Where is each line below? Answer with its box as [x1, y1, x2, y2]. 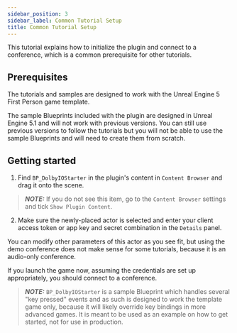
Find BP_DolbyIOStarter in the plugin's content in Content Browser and [17, 173, 223, 182]
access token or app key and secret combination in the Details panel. [17, 224, 222, 231]
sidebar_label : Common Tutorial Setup [7, 17, 122, 24]
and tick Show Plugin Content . [24, 202, 113, 210]
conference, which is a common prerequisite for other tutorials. [7, 50, 192, 59]
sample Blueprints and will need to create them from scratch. [7, 134, 186, 143]
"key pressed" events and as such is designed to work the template [24, 295, 223, 303]
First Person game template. [7, 97, 90, 107]
